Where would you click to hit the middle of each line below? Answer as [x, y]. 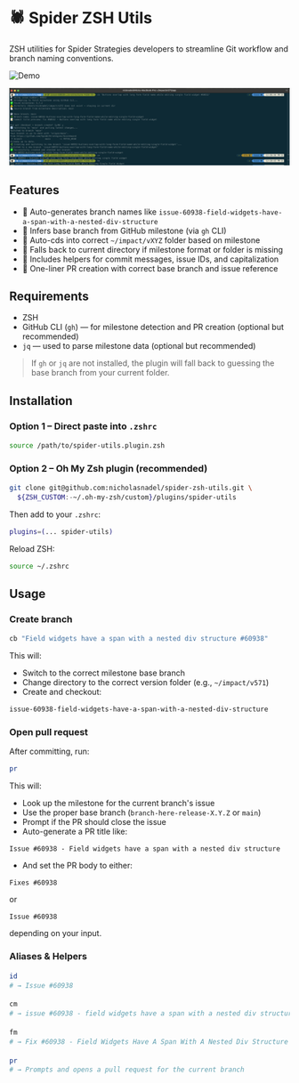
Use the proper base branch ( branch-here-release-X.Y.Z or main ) [141, 812]
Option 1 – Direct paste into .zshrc [83, 426]
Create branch [41, 619]
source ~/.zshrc [39, 566]
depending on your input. [56, 933]
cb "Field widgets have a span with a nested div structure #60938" [139, 639]
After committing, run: [49, 752]
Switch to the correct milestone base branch [103, 673]
